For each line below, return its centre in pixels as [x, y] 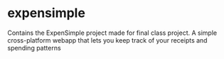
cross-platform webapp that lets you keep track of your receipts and [107, 40]
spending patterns [34, 48]
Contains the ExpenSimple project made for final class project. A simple [112, 33]
